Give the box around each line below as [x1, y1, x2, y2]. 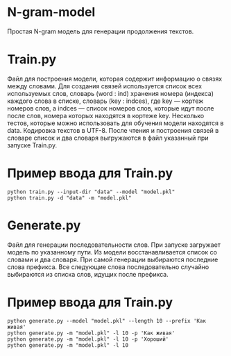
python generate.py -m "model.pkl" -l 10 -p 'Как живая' [7, 330, 176, 337]
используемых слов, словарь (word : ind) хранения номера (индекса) [7, 89, 214, 97]
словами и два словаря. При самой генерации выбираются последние [7, 255, 219, 264]
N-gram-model [7, 4, 96, 20]
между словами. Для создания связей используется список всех [7, 81, 203, 90]
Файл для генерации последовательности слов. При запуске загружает [7, 241, 221, 249]
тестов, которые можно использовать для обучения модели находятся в [7, 119, 224, 127]
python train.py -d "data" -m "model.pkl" [7, 194, 132, 202]
